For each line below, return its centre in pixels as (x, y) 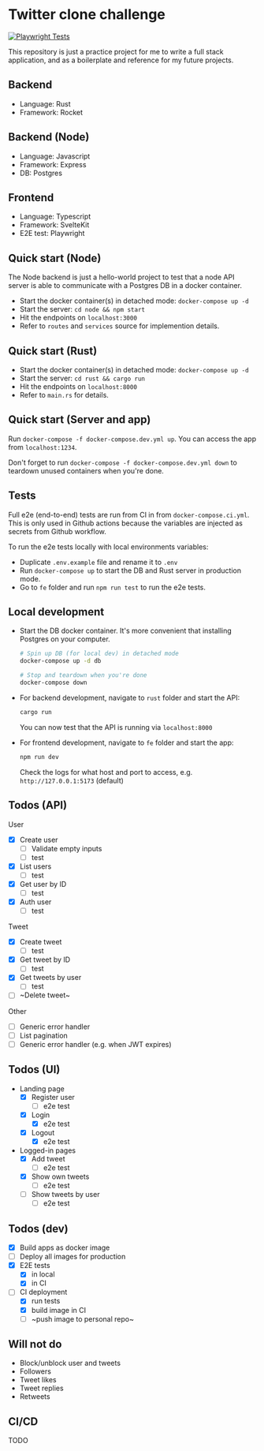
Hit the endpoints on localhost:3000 (78, 318)
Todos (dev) (38, 1228)
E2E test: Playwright (52, 234)
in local (43, 1274)
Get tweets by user (50, 978)
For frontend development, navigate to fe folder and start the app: (126, 742)
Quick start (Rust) (53, 351)
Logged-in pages (48, 1150)
